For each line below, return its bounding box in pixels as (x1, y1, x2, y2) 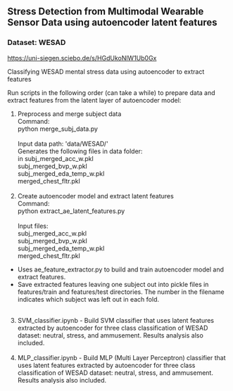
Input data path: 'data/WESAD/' (17, 139, 109, 148)
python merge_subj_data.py (17, 124, 99, 133)
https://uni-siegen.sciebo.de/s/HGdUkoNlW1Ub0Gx (7, 53, 157, 62)
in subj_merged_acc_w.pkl (17, 154, 94, 162)
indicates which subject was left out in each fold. (17, 295, 160, 303)
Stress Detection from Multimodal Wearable (7, 6, 204, 18)
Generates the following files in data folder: (17, 147, 143, 155)
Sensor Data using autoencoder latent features (7, 17, 218, 29)
